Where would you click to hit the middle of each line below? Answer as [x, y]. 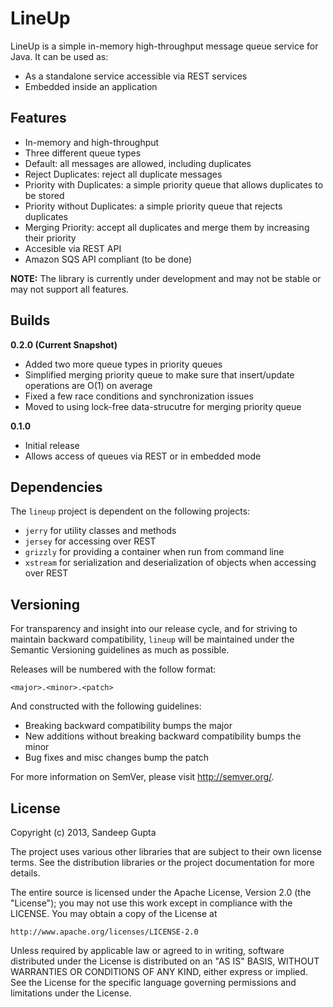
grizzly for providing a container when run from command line [154, 552]
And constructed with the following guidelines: [106, 706]
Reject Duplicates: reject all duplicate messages [123, 174]
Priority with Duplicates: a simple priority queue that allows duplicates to [174, 184]
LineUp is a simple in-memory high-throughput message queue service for [164, 46]
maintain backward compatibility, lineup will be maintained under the [152, 639]
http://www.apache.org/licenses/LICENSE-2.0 [104, 932]
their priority [50, 238]
